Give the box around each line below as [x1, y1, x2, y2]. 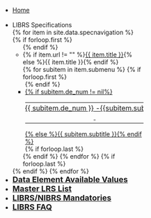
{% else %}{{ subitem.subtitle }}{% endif [24, 130, 142, 138]
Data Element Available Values [12, 175, 128, 184]
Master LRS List [12, 184, 72, 194]
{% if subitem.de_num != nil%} [24, 87, 113, 96]
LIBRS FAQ [12, 202, 52, 212]
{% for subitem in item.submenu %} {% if [22, 66, 141, 73]
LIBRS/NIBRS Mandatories [12, 193, 111, 203]
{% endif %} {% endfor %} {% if [22, 152, 116, 160]
